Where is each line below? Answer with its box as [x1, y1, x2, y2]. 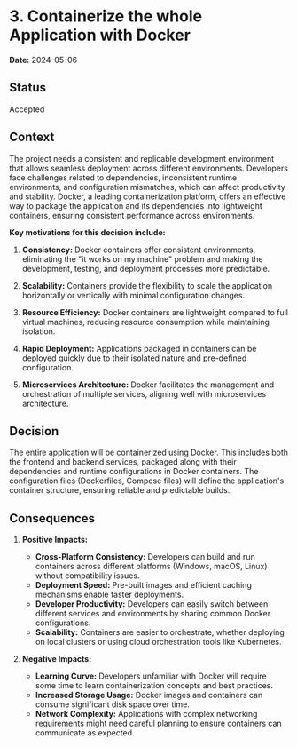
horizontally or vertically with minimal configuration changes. [21, 290, 246, 300]
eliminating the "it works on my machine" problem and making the [21, 253, 263, 264]
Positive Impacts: [21, 535, 89, 545]
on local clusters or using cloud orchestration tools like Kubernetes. [35, 637, 282, 648]
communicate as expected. [35, 727, 135, 738]
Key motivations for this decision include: [9, 226, 166, 237]
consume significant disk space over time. [35, 699, 191, 710]
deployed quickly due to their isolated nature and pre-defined [21, 353, 247, 363]
